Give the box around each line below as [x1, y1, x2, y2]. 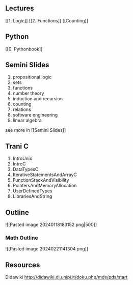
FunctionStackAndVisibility [12, 177, 69, 183]
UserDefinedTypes [12, 188, 52, 194]
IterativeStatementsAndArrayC [12, 172, 77, 178]
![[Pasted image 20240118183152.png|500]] [5, 221, 97, 228]
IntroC [12, 161, 26, 167]
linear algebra [12, 117, 42, 124]
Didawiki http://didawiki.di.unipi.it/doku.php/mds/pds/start [5, 274, 128, 280]
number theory [12, 90, 44, 96]
